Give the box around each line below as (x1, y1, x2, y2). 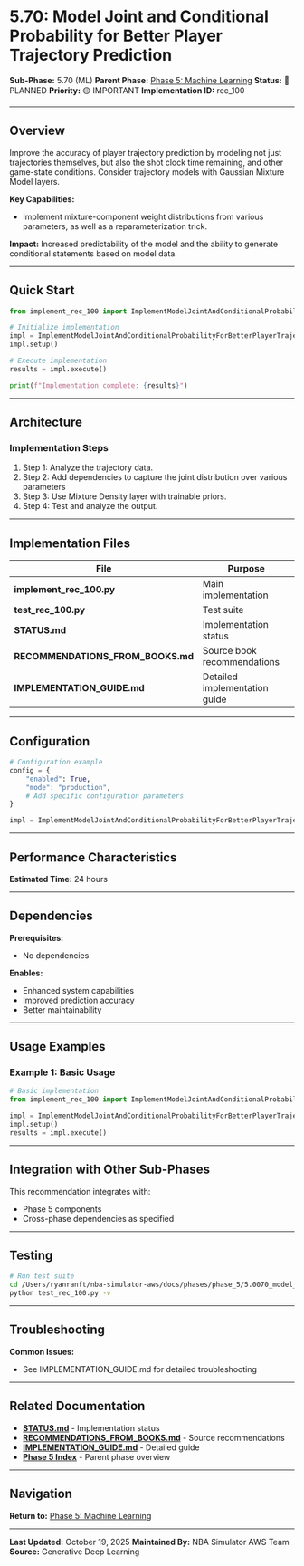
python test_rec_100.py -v (9, 1289, 111, 1298)
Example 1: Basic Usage (9, 1066, 116, 1079)
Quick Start (9, 283, 75, 298)
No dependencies (22, 949, 90, 961)
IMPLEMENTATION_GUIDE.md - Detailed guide (22, 1442, 201, 1453)
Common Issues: (9, 1346, 75, 1357)
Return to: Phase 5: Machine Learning (9, 1510, 152, 1521)
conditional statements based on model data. (9, 247, 178, 259)
